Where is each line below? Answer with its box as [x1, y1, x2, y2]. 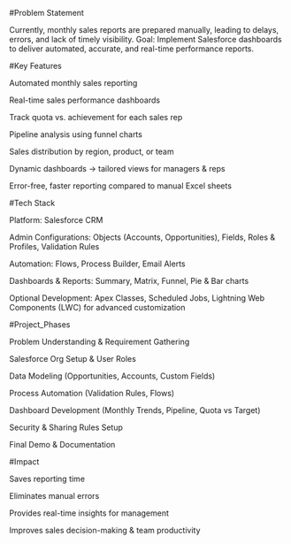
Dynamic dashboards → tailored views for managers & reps [9, 164, 226, 173]
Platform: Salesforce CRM [9, 215, 103, 225]
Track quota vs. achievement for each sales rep [9, 112, 183, 122]
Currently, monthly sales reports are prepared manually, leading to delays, [9, 25, 280, 34]
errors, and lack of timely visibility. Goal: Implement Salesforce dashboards [9, 34, 282, 44]
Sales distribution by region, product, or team [9, 146, 174, 157]
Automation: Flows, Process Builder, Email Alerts [9, 258, 186, 269]
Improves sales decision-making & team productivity [9, 525, 201, 535]
